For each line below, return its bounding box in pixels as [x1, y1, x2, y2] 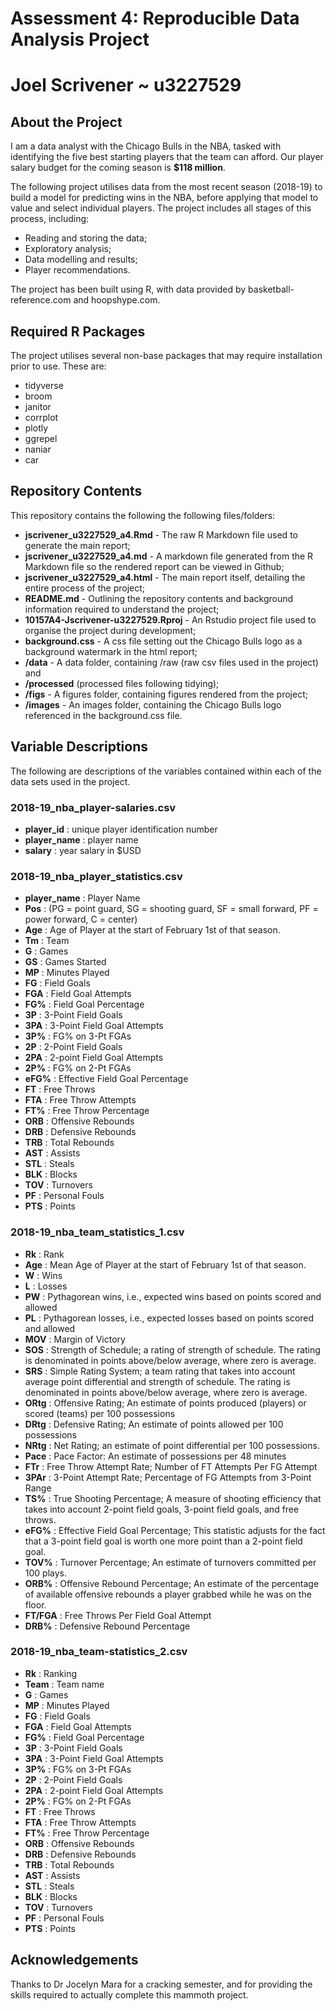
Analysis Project [10, 28, 150, 51]
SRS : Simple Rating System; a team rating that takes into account [24, 1365, 296, 1377]
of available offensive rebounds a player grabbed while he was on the [24, 1588, 312, 1600]
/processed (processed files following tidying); [24, 677, 220, 689]
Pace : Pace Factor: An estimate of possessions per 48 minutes [24, 1450, 287, 1462]
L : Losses [24, 1280, 68, 1292]
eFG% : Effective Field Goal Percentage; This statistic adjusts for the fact [24, 1524, 326, 1536]
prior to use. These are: [10, 360, 107, 372]
